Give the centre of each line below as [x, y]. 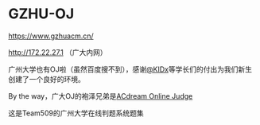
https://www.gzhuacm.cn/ [51, 36]
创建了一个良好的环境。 [47, 79]
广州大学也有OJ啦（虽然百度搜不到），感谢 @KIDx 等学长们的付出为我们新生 [130, 69]
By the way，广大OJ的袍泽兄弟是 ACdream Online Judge [101, 96]
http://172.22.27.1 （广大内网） [58, 52]
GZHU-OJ [41, 14]
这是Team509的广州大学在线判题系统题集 [76, 113]
